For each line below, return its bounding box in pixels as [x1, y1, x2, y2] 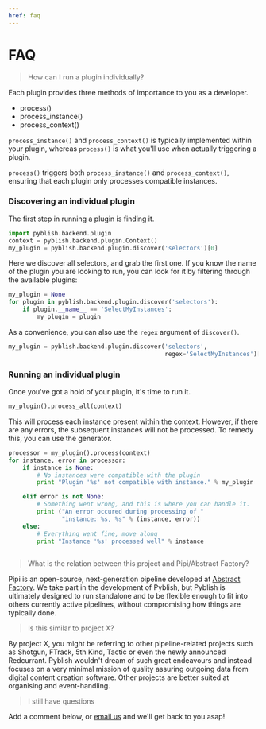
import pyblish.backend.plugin [8, 229, 112, 237]
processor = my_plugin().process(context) [8, 448, 151, 457]
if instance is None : [22, 463, 94, 471]
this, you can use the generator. [8, 433, 113, 443]
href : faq [8, 11, 41, 20]
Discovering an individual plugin [8, 196, 135, 207]
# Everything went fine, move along [37, 529, 158, 537]
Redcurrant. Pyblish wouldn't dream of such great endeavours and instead [8, 656, 253, 665]
